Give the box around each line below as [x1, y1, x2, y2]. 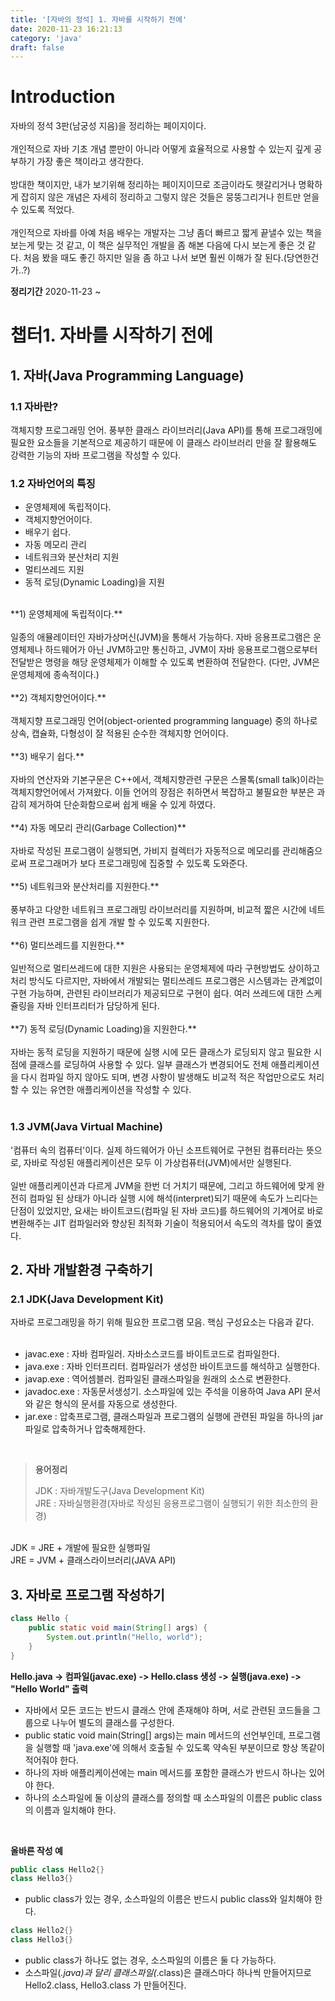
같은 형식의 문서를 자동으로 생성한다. [35, 1398, 178, 1410]
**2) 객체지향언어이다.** [10, 692, 107, 704]
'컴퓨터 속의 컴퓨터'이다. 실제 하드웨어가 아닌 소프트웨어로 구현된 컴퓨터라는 [10, 1144, 304, 1156]
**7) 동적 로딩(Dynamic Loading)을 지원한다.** [10, 1023, 197, 1035]
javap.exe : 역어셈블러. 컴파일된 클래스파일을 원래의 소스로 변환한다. [24, 1373, 292, 1385]
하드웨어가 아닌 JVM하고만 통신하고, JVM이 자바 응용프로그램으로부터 [44, 644, 318, 656]
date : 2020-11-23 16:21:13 [10, 24, 123, 34]
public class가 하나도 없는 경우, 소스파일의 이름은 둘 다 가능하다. [24, 1954, 277, 1966]
